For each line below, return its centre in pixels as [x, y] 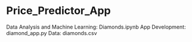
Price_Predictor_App [59, 11]
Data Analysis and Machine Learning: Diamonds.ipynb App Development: [96, 27]
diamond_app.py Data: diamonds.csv [52, 33]
